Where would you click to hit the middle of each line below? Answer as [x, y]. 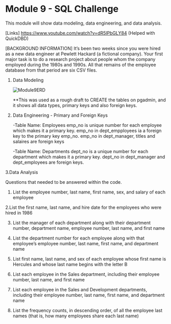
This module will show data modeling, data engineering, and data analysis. [84, 23]
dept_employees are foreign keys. [48, 162]
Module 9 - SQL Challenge [62, 9]
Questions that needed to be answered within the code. [64, 182]
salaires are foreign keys [39, 141]
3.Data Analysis [22, 172]
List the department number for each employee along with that [78, 238]
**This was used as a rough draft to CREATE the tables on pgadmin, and [89, 100]
